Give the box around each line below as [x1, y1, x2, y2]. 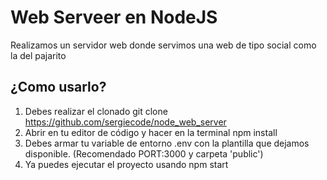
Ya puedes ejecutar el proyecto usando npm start [24, 158, 229, 170]
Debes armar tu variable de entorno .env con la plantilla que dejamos [24, 137, 310, 149]
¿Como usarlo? [10, 79, 107, 96]
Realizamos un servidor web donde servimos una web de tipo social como [10, 39, 317, 51]
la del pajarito [10, 49, 67, 61]
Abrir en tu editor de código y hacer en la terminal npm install [24, 126, 278, 138]
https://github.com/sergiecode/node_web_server [24, 116, 227, 128]
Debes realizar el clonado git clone [24, 105, 168, 117]
